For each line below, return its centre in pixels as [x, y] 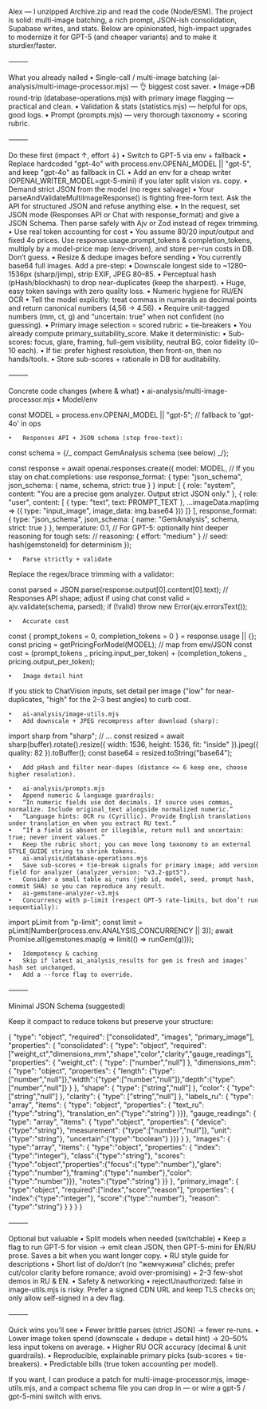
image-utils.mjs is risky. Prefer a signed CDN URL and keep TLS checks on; [132, 1290]
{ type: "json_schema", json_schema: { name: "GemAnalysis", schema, [124, 519]
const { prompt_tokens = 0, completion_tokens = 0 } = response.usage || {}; [132, 636]
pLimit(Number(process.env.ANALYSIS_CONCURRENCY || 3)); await [121, 931]
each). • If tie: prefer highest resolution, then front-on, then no [119, 350]
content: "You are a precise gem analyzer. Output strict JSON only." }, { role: [133, 494]
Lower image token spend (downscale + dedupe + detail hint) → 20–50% [128, 1338]
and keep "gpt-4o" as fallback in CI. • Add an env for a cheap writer [120, 172]
